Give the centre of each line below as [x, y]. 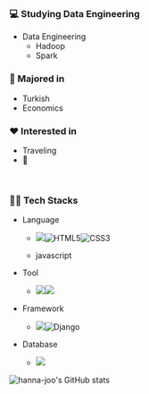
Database [40, 344]
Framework [43, 309]
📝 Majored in [37, 79]
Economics [43, 108]
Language [41, 220]
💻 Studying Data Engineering [74, 13]
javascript [54, 256]
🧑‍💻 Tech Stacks [44, 200]
